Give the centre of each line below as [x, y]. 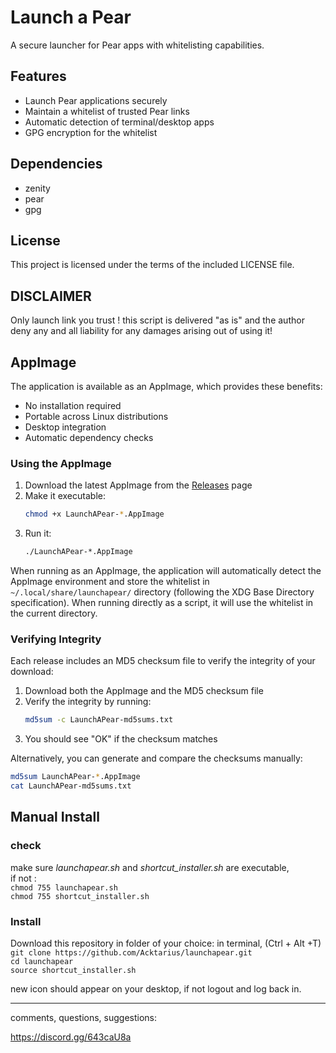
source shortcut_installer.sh [73, 970]
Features [38, 76]
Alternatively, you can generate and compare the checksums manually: [156, 758]
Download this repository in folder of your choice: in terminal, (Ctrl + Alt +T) [166, 943]
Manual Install [55, 817]
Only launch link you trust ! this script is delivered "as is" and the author [157, 320]
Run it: [38, 533]
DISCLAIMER [51, 296]
